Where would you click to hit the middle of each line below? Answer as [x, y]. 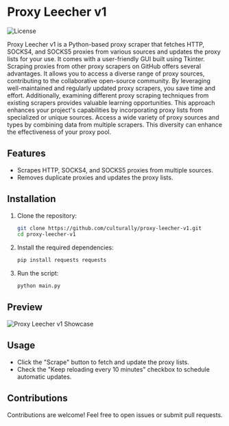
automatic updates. [44, 377]
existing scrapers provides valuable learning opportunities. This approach [111, 102]
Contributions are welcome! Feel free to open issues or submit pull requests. [115, 415]
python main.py [39, 286]
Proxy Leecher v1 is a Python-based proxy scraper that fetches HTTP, [106, 44]
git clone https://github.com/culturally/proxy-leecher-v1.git [109, 228]
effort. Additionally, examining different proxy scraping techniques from [108, 95]
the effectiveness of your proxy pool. [59, 132]
